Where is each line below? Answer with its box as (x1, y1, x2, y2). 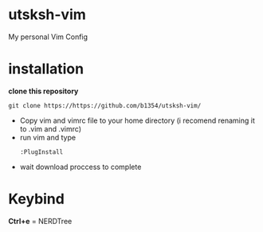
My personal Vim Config (8, 32, 88, 41)
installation (8, 60, 84, 78)
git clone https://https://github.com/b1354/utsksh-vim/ (8, 101, 202, 109)
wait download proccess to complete (19, 162, 142, 171)
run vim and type (19, 132, 77, 142)
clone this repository (8, 86, 79, 96)
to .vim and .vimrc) (19, 124, 82, 133)
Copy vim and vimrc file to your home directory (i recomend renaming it (19, 116, 255, 125)
